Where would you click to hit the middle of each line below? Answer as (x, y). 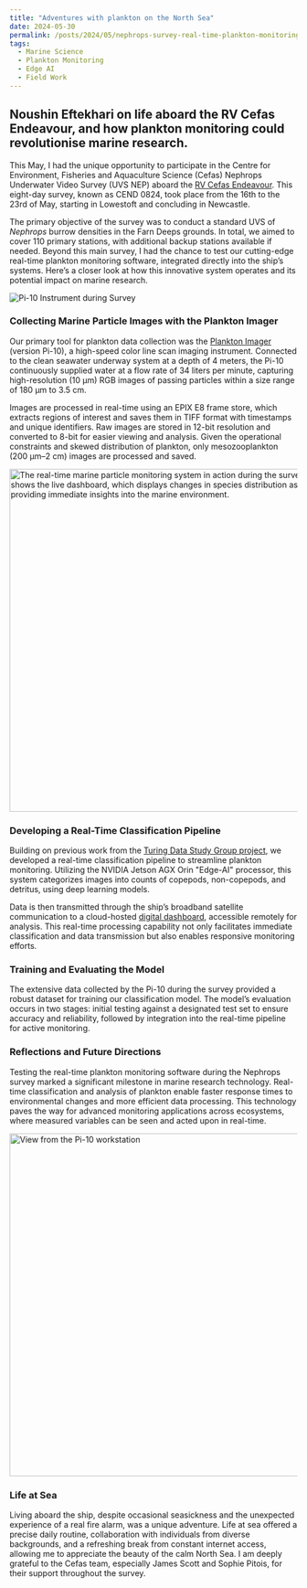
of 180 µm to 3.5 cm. (48, 389)
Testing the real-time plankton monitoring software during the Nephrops (145, 1071)
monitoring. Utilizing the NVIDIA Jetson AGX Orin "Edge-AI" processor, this (151, 870)
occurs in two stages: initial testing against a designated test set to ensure (149, 1009)
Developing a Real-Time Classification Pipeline (115, 830)
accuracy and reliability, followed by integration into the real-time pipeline (148, 1018)
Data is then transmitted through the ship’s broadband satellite (127, 907)
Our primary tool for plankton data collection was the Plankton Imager (141, 341)
